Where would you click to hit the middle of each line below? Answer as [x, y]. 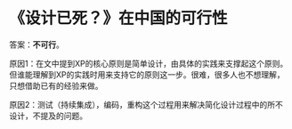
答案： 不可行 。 [36, 44]
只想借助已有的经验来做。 [56, 85]
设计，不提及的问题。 [48, 116]
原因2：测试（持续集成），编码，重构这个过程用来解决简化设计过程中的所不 [146, 104]
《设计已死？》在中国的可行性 [119, 18]
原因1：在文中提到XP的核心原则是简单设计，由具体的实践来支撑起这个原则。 [149, 63]
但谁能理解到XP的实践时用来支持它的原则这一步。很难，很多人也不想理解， [147, 74]
